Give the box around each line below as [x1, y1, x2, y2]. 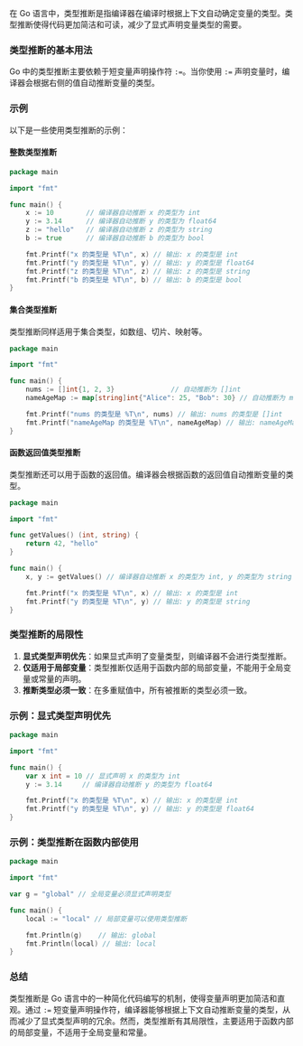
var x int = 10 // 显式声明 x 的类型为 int [25, 771, 180, 780]
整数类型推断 [9, 147, 57, 158]
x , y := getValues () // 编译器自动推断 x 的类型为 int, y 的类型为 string [25, 572, 292, 581]
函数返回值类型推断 [9, 447, 81, 458]
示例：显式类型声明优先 [9, 709, 111, 722]
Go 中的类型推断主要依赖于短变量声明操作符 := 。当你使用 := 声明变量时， [9, 66, 282, 77]
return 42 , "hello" [25, 539, 99, 548]
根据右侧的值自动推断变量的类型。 [32, 78, 160, 89]
